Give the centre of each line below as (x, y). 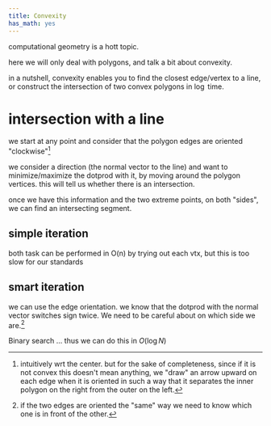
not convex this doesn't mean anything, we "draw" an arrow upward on (138, 373)
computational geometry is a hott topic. (74, 46)
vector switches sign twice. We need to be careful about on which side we (132, 315)
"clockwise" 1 (29, 150)
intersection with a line (86, 119)
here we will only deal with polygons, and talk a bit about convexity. (120, 62)
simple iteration (48, 234)
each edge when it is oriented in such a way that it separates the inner (137, 382)
